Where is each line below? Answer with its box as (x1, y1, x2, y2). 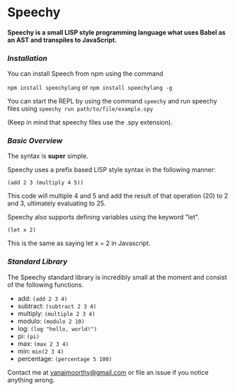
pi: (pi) (17, 331, 40, 340)
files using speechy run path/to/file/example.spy (7, 104, 154, 113)
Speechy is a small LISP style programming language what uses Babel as (7, 28, 226, 36)
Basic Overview (7, 136, 63, 145)
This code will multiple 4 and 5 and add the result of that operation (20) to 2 (7, 192, 229, 200)
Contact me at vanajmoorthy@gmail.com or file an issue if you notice (7, 368, 209, 376)
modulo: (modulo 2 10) (17, 317, 85, 325)
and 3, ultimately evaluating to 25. (7, 199, 106, 208)
